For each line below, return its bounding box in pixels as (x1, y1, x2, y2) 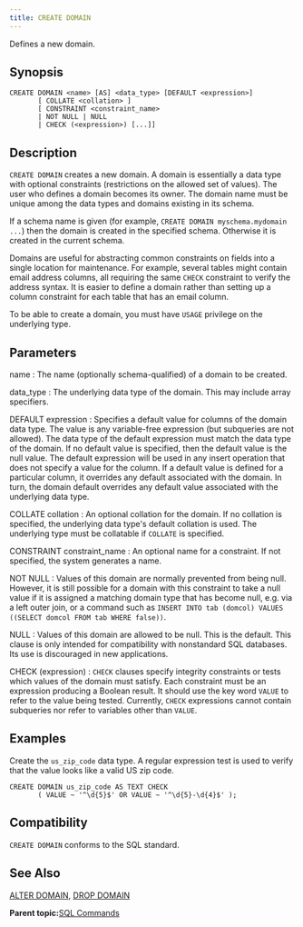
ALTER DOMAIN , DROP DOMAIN (9, 890, 131, 901)
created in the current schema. (9, 235, 125, 246)
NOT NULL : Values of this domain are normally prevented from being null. (9, 573, 287, 584)
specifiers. (9, 396, 49, 407)
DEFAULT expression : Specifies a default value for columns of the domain (9, 414, 288, 425)
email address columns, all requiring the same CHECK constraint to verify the (9, 272, 291, 283)
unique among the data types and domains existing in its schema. (9, 198, 255, 209)
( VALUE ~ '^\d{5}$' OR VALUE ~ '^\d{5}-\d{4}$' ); (37, 790, 238, 800)
